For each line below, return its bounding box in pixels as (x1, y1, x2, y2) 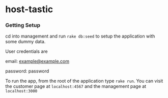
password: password (5, 68, 49, 74)
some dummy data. (5, 39, 46, 45)
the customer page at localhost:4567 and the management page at (5, 83, 147, 89)
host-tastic (5, 4, 53, 15)
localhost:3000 (5, 89, 38, 94)
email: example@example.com (5, 58, 70, 64)
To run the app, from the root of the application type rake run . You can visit (5, 78, 163, 84)
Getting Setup (5, 22, 41, 29)
